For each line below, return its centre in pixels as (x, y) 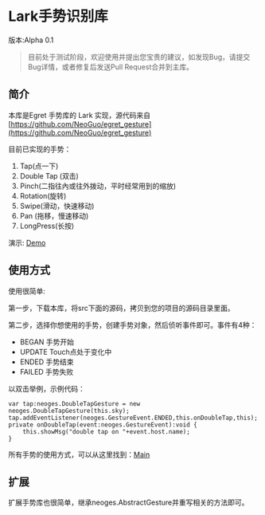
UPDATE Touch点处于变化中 (66, 352)
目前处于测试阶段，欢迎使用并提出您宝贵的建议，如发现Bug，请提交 (139, 57)
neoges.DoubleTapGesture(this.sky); (69, 411)
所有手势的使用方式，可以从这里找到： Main (79, 454)
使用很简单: (27, 291)
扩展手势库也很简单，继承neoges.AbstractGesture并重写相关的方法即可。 (129, 502)
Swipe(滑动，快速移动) (57, 206)
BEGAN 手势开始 (47, 342)
